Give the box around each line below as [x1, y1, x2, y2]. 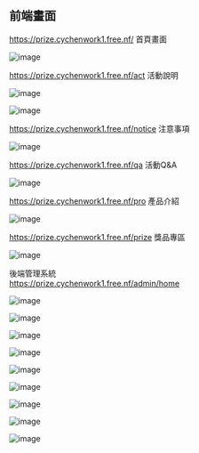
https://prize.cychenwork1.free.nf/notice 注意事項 [9, 123, 190, 133]
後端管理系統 [9, 268, 56, 279]
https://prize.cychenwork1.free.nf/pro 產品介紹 [9, 195, 179, 206]
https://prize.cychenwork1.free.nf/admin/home [9, 278, 180, 288]
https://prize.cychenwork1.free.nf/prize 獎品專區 [9, 231, 186, 242]
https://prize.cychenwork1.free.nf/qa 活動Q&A [9, 159, 178, 170]
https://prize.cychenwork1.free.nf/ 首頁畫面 [9, 34, 167, 44]
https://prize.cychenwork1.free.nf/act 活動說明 [9, 69, 179, 80]
